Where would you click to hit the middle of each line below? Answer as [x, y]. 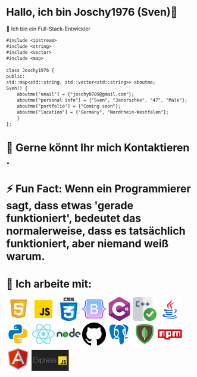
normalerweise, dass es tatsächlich [96, 231]
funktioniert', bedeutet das [74, 218]
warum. [26, 257]
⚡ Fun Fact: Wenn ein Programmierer [99, 189]
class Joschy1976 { [30, 70]
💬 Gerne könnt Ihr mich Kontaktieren [98, 148]
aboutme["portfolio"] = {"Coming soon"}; [69, 106]
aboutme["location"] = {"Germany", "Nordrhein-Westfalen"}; [93, 112]
